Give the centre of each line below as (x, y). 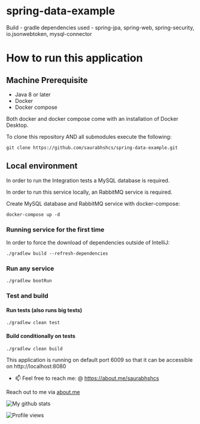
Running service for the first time (55, 230)
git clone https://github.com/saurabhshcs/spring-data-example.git (92, 148)
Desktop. (17, 125)
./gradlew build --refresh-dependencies (57, 254)
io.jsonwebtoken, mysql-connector (49, 33)
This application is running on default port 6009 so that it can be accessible (99, 359)
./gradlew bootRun (29, 281)
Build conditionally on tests (41, 336)
